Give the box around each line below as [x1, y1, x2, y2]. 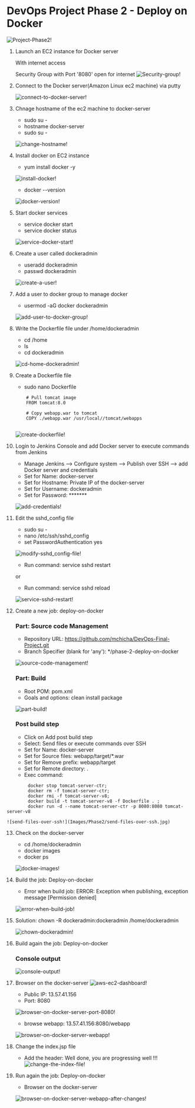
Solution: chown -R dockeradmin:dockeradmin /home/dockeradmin [15, 916, 179, 924]
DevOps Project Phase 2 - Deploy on [6, 4, 188, 18]
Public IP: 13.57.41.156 [24, 991, 77, 998]
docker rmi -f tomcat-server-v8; [28, 793, 110, 799]
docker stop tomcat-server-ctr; [28, 782, 108, 789]
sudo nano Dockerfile [24, 383, 77, 390]
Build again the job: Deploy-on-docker [15, 939, 108, 947]
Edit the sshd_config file [15, 514, 74, 521]
